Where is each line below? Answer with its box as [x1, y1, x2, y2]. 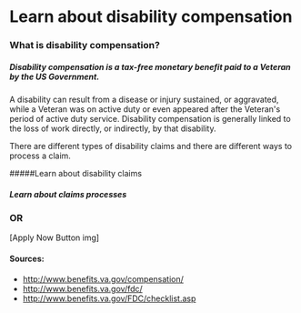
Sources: [9, 253, 45, 265]
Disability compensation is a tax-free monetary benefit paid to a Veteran [9, 61, 291, 72]
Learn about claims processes [9, 188, 127, 199]
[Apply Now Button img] [9, 232, 100, 243]
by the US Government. [9, 71, 100, 82]
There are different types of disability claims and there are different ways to [9, 141, 293, 152]
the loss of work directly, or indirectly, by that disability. [9, 123, 216, 134]
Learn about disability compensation [9, 6, 293, 27]
